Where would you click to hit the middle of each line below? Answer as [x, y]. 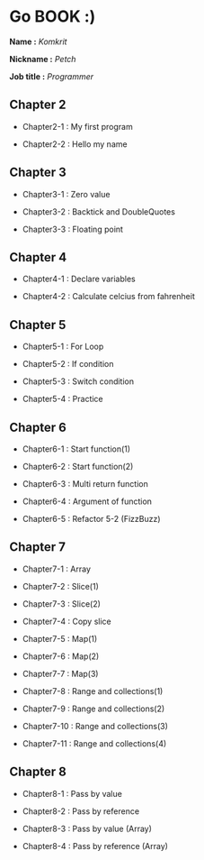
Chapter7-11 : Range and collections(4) [94, 743]
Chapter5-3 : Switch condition [78, 381]
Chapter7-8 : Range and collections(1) [93, 691]
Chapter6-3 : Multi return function [85, 484]
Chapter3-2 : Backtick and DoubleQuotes [98, 211]
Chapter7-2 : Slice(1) [60, 586]
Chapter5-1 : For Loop [63, 347]
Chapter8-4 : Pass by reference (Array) [95, 846]
